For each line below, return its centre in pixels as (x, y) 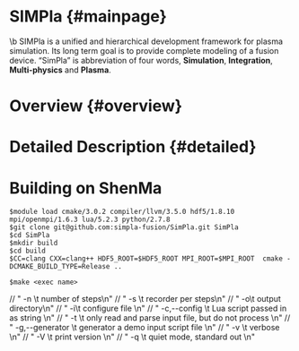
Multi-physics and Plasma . (61, 70)
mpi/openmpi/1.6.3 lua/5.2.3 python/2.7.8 (90, 220)
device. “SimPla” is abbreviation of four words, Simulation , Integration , (141, 60)
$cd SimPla (30, 235)
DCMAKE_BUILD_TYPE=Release (60, 267)
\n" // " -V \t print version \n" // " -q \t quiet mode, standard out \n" (132, 337)
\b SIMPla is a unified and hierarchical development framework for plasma (146, 41)
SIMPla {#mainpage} (88, 17)
